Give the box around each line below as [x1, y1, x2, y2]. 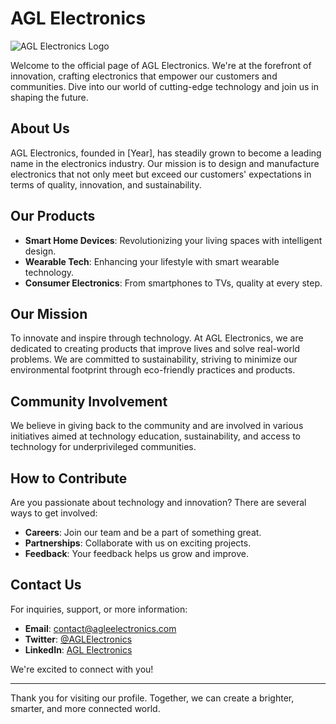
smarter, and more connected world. [10, 702, 161, 714]
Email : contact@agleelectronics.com [24, 622, 177, 634]
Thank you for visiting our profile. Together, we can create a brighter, [10, 692, 295, 704]
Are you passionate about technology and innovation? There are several [10, 497, 307, 508]
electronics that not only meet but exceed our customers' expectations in [10, 168, 312, 180]
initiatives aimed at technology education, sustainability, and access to [10, 430, 301, 442]
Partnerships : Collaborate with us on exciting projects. [24, 537, 252, 549]
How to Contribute [10, 470, 128, 487]
